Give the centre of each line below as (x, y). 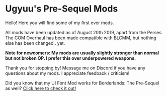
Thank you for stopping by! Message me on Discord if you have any (75, 68)
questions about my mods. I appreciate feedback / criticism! (67, 73)
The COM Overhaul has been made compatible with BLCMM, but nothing (81, 38)
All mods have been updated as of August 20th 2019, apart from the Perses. (84, 32)
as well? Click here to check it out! (41, 88)
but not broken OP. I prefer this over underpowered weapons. (71, 58)
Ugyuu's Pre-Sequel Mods (62, 9)
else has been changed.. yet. (35, 43)
